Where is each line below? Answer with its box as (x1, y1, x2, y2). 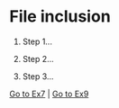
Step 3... (22, 70, 54, 82)
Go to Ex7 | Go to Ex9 (9, 88, 89, 99)
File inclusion (9, 6, 111, 27)
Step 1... (22, 36, 52, 47)
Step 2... (22, 53, 54, 64)
